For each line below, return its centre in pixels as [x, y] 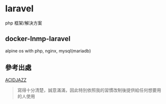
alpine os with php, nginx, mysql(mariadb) [48, 51]
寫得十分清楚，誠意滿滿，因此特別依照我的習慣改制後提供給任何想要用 [89, 90]
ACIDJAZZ [16, 80]
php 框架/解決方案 [24, 23]
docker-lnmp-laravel [38, 39]
